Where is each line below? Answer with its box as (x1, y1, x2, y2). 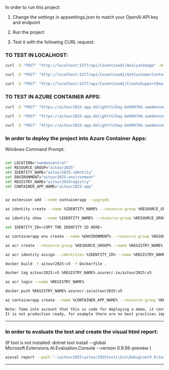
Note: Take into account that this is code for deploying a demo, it (5, 306, 154, 312)
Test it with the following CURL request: (12, 39, 95, 45)
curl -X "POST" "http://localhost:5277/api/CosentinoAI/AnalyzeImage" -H (5, 63, 163, 68)
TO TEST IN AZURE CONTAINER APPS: (5, 93, 101, 100)
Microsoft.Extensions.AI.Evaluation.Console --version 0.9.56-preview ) (5, 345, 152, 351)
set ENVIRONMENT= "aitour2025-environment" (5, 174, 96, 180)
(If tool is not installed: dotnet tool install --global (5, 339, 107, 345)
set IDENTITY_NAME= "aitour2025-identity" (5, 170, 94, 175)
